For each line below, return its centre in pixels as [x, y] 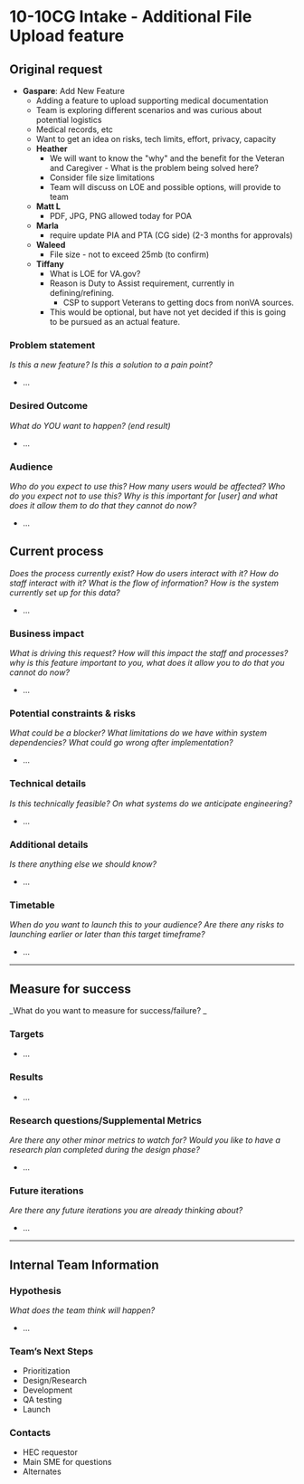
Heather [52, 148]
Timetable [33, 905]
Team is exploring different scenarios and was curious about [149, 110]
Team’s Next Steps [51, 1351]
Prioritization [46, 1371]
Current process [57, 552]
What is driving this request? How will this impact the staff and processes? [149, 653]
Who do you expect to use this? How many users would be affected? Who [147, 486]
